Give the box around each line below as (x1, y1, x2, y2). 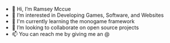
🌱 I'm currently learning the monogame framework (11, 18, 135, 24)
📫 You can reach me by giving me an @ (11, 31, 110, 37)
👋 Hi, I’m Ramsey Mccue (11, 6, 71, 12)
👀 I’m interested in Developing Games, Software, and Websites (11, 12, 164, 19)
